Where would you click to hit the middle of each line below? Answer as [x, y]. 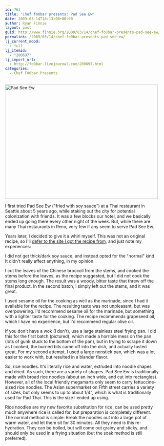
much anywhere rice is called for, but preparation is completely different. [78, 412]
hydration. [15, 427]
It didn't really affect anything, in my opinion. [50, 261]
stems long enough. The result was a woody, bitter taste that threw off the [80, 281]
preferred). [16, 438]
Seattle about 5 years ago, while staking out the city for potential [70, 211]
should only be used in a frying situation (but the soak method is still [74, 433]
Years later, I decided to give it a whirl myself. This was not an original [75, 236]
